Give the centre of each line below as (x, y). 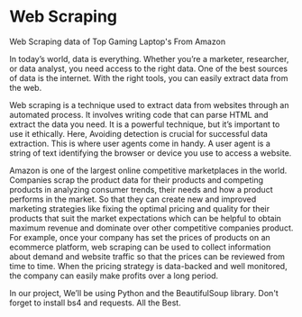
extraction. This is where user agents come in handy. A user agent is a (140, 143)
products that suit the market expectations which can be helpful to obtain (146, 218)
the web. (26, 87)
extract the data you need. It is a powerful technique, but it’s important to (145, 124)
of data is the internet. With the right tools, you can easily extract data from (149, 77)
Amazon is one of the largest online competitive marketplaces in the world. (148, 170)
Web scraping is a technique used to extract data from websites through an (150, 104)
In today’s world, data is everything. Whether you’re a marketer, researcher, (149, 59)
